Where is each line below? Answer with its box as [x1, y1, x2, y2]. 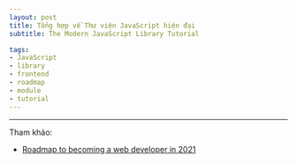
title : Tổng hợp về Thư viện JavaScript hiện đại [9, 21, 196, 30]
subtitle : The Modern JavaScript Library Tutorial [9, 29, 200, 38]
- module [9, 85, 42, 95]
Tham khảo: [9, 127, 53, 137]
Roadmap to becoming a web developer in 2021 [21, 144, 196, 154]
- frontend [9, 70, 49, 79]
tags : [9, 45, 29, 54]
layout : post [9, 12, 57, 22]
